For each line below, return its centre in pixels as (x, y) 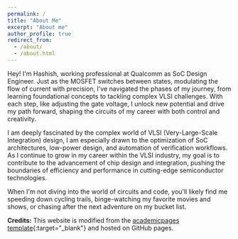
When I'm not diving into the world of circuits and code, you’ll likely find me (118, 191)
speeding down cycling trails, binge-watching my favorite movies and (109, 199)
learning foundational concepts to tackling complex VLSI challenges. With (115, 96)
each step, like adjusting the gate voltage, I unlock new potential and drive (116, 104)
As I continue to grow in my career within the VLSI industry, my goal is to (114, 155)
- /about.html (34, 54)
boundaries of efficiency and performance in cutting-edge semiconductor (115, 170)
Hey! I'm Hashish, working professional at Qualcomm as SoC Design (107, 73)
